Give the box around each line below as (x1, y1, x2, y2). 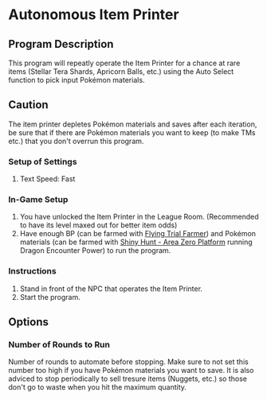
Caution (8, 98, 49, 112)
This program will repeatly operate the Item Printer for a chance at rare (8, 58, 241, 68)
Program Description (8, 37, 114, 51)
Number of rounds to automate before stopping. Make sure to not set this (8, 357, 249, 367)
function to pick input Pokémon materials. (8, 76, 145, 84)
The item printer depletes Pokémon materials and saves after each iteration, (8, 119, 257, 129)
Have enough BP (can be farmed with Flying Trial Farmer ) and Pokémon (19, 229, 257, 239)
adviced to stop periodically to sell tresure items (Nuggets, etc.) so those (8, 374, 247, 383)
